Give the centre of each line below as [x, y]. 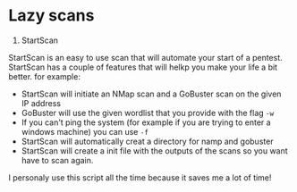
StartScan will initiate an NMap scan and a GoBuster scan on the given [151, 94]
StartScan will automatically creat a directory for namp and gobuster [147, 141]
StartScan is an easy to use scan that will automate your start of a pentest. [145, 57]
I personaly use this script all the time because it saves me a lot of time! [140, 177]
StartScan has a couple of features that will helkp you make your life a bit [143, 67]
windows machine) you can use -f [85, 131]
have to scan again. [57, 160]
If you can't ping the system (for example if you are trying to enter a [146, 122]
